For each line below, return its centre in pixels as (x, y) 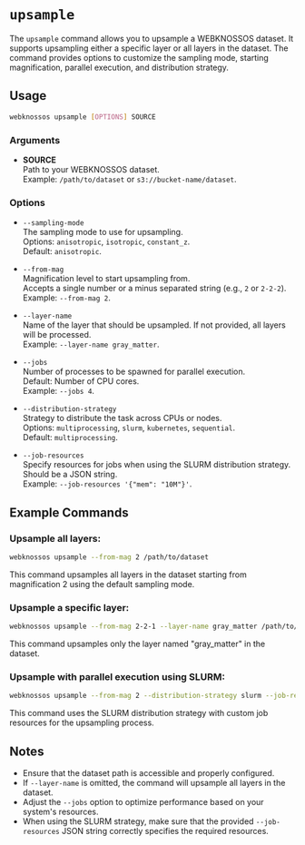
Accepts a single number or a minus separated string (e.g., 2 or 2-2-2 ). (154, 289)
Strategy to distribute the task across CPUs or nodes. (122, 418)
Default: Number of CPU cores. (81, 381)
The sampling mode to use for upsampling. (103, 232)
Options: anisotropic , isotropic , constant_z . (106, 241)
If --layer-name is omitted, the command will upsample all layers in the (154, 782)
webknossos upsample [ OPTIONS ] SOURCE (83, 117)
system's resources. (60, 811)
